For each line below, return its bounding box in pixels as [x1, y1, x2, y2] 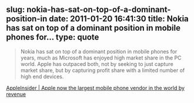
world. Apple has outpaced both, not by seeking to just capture [20, 60, 173, 67]
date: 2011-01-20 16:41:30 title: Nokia [49, 14, 189, 24]
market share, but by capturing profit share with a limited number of [20, 67, 185, 74]
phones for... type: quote [6, 32, 99, 42]
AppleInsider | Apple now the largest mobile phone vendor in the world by [6, 84, 185, 91]
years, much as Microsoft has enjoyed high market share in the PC [20, 54, 182, 61]
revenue [6, 91, 26, 98]
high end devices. [20, 73, 64, 80]
